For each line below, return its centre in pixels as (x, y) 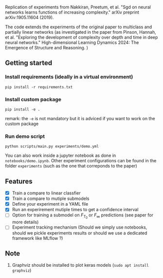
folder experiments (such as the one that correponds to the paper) (71, 166)
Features (19, 181)
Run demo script (25, 136)
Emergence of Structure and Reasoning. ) (47, 48)
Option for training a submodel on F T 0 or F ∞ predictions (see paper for (82, 216)
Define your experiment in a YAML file (50, 204)
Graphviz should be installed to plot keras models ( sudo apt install (81, 265)
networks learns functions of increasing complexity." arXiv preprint (72, 12)
